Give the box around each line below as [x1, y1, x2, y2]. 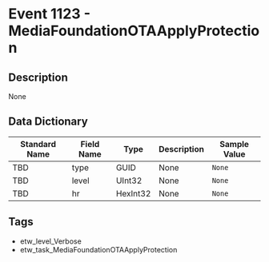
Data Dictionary [8, 115, 88, 129]
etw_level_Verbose [19, 236, 82, 246]
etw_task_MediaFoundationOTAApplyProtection [19, 244, 178, 254]
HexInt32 [115, 188, 151, 199]
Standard [19, 138, 57, 149]
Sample [219, 138, 250, 149]
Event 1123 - [8, 5, 90, 23]
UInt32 [115, 175, 143, 186]
